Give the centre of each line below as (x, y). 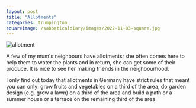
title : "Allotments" (32, 17)
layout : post (22, 12)
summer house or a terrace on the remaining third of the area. (81, 99)
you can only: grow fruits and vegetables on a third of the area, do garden (96, 87)
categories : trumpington (37, 22)
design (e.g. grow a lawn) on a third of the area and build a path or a (89, 93)
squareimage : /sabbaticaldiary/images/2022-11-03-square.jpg (83, 28)
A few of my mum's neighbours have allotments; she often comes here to (96, 56)
